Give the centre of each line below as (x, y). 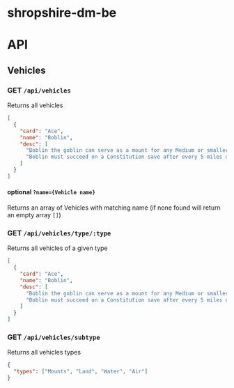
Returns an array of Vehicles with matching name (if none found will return (114, 208)
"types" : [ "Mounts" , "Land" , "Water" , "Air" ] (81, 372)
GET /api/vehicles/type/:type (59, 233)
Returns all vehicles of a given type (57, 248)
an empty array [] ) (34, 215)
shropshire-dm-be (62, 13)
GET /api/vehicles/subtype (54, 337)
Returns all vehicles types (44, 352)
